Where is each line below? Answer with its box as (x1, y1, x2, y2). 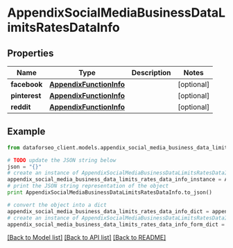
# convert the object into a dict (7, 201, 107, 208)
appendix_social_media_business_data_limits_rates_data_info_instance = (7, 176, 222, 183)
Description (131, 68, 171, 77)
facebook (10, 80, 43, 89)
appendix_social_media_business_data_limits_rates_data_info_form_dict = (7, 221, 225, 228)
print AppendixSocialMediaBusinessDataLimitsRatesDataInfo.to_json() (7, 189, 213, 196)
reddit (10, 102, 31, 112)
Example (7, 126, 46, 138)
